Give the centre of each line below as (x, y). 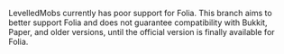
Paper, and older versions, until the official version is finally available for (142, 32)
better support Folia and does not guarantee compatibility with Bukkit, (138, 22)
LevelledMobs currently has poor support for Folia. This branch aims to (140, 13)
